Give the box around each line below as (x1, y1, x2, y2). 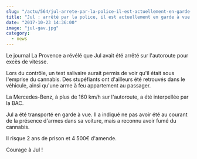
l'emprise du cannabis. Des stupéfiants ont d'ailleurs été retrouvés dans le (6, 76, 186, 83)
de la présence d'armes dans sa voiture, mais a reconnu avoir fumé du (6, 117, 176, 124)
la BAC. (6, 100, 24, 106)
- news (11, 36, 28, 42)
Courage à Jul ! (6, 146, 43, 153)
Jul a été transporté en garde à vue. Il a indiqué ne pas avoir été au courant (6, 111, 188, 118)
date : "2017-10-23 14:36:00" (6, 19, 77, 25)
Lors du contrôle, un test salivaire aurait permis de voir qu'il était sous (6, 70, 175, 76)
